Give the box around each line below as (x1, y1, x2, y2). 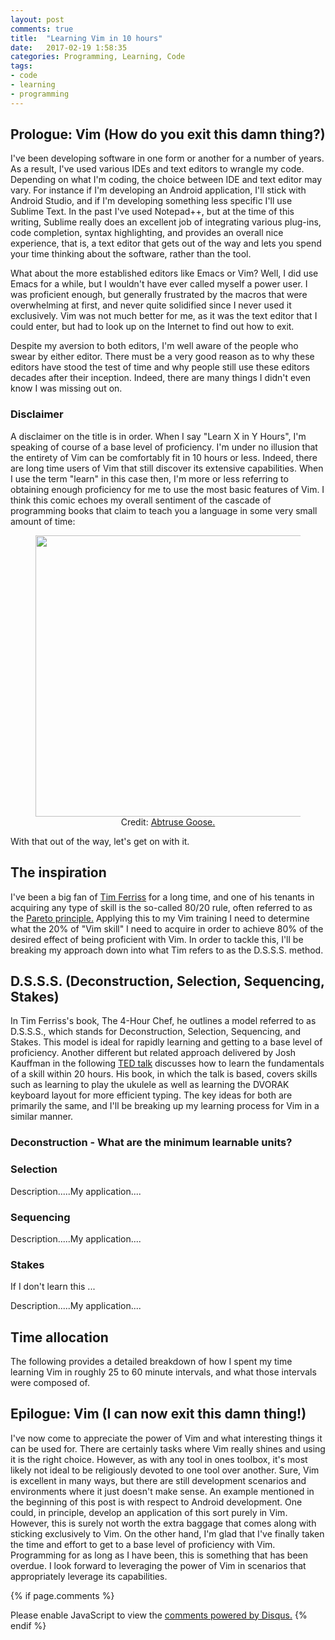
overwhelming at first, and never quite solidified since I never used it (10, 299, 292, 311)
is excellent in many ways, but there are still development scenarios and (10, 1474, 307, 1486)
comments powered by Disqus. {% (164, 1609, 308, 1621)
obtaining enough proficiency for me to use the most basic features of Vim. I (10, 483, 325, 495)
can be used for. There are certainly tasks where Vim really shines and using (10, 1442, 326, 1455)
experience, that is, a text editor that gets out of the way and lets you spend (10, 237, 322, 250)
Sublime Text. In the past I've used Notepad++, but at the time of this (10, 206, 295, 218)
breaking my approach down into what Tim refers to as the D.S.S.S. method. (10, 944, 324, 956)
